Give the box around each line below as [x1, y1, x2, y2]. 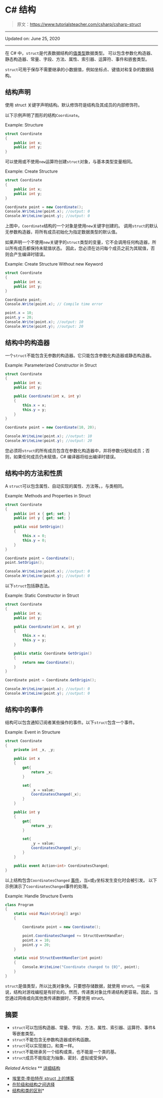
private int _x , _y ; [14, 748, 55, 752]
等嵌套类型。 [12, 1031, 38, 1036]
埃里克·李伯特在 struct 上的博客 [12, 1075, 74, 1081]
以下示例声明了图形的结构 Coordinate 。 [5, 112, 82, 118]
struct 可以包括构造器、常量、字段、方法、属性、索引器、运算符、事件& [12, 1024, 156, 1030]
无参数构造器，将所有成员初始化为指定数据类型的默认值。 [5, 229, 120, 235]
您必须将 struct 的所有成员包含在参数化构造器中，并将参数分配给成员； [5, 447, 146, 453]
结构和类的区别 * [12, 1087, 45, 1093]
